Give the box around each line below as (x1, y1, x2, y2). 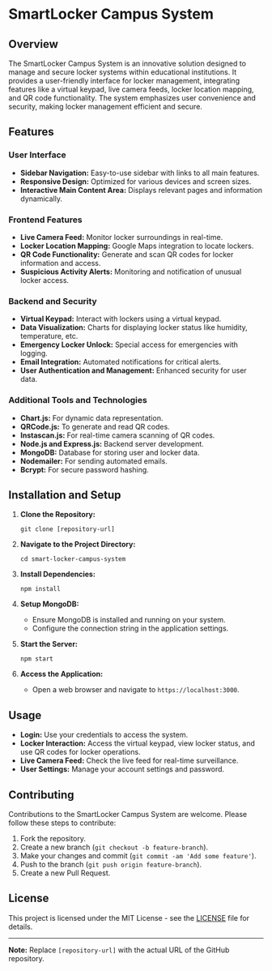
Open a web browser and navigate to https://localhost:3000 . (32, 685, 240, 695)
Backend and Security (8, 295, 97, 306)
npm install (19, 585, 61, 593)
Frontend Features (8, 214, 83, 225)
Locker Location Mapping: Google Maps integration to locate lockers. (19, 241, 254, 250)
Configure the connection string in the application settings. (32, 623, 229, 633)
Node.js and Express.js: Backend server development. (19, 438, 204, 448)
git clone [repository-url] (19, 525, 115, 533)
